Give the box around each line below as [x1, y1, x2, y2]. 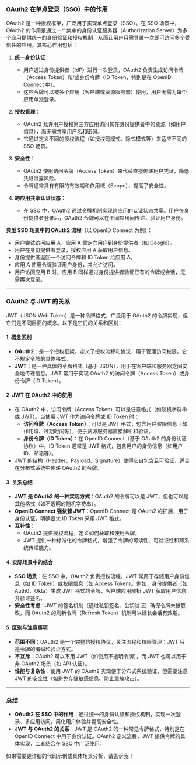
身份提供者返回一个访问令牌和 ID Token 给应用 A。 [14, 254, 136, 261]
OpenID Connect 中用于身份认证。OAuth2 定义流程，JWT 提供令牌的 [14, 732, 181, 739]
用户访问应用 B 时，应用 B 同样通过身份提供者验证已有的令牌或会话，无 [14, 268, 185, 276]
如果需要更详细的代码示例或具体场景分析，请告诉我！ [6, 752, 134, 759]
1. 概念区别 [6, 334, 32, 341]
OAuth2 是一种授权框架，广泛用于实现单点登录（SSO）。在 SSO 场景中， [6, 19, 180, 27]
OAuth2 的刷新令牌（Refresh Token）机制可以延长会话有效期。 [31, 609, 183, 616]
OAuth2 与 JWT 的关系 [6, 298, 71, 306]
